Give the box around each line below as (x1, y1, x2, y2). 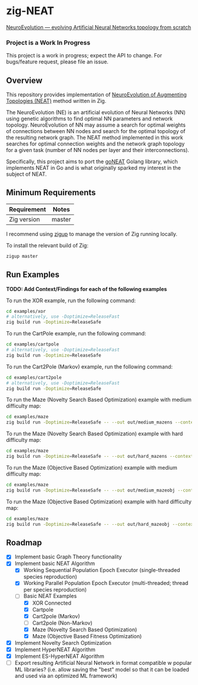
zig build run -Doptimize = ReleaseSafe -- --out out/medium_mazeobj (6, 487, 176, 493)
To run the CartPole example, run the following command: (6, 330, 146, 337)
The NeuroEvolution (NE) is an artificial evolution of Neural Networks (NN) (6, 109, 186, 116)
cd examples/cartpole (6, 341, 60, 347)
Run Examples (6, 270, 60, 280)
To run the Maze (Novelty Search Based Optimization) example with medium (6, 396, 192, 403)
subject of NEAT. (6, 170, 47, 178)
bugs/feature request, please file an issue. (6, 58, 109, 66)
